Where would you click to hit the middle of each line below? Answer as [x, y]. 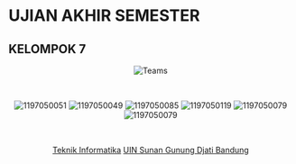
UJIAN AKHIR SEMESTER [104, 16]
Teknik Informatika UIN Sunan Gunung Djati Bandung [151, 150]
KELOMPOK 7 [47, 49]
